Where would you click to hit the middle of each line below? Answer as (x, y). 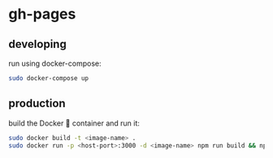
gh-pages (42, 14)
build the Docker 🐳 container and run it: (74, 123)
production (37, 103)
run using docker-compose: (55, 63)
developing (37, 44)
